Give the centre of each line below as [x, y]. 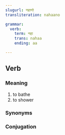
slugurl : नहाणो [20, 10]
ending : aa [26, 43]
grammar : [14, 24]
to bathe [21, 94]
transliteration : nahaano [32, 15]
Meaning [17, 83]
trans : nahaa [28, 38]
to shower [23, 100]
